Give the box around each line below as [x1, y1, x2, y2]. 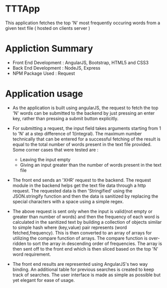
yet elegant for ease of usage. [12, 277, 75, 283]
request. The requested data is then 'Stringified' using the [12, 187, 133, 194]
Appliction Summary [5, 43, 93, 55]
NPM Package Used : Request [12, 70, 75, 76]
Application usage [5, 88, 83, 100]
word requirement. [12, 251, 51, 257]
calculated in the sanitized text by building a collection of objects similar [12, 219, 162, 225]
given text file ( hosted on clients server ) [5, 25, 91, 31]
